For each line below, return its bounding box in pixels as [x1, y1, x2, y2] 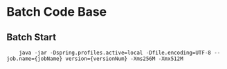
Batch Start [6, 31, 57, 43]
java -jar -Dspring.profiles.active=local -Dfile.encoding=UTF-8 [19, 49, 212, 56]
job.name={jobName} [6, 55, 63, 62]
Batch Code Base [6, 4, 107, 20]
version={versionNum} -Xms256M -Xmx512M [65, 55, 184, 62]
